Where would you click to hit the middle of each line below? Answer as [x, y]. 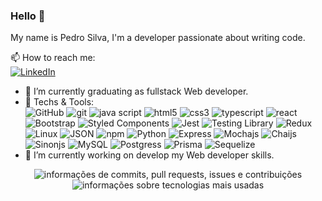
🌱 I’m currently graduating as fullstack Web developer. [136, 91]
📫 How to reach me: [53, 58]
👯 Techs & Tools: [59, 102]
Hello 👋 [28, 16]
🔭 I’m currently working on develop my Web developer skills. [149, 155]
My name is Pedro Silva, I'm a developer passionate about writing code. [158, 38]
